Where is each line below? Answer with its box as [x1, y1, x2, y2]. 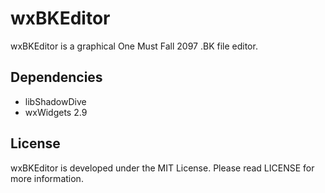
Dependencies [10, 69, 103, 86]
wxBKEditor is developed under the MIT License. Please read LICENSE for [10, 162, 315, 174]
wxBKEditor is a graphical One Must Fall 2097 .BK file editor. [10, 40, 258, 52]
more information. [10, 172, 84, 184]
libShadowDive [24, 95, 87, 107]
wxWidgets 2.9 [24, 106, 88, 118]
